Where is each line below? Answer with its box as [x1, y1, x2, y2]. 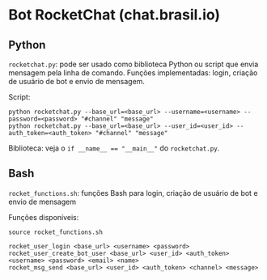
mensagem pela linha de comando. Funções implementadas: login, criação [8, 68, 258, 78]
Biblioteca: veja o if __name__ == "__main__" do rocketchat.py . [8, 143, 220, 153]
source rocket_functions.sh [8, 228, 104, 236]
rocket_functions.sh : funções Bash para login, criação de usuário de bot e [8, 188, 258, 197]
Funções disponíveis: [8, 212, 79, 222]
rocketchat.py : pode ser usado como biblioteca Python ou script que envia [8, 59, 259, 69]
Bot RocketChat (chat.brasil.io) [8, 6, 221, 24]
